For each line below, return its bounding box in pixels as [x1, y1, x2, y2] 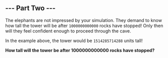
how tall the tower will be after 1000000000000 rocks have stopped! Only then [5, 22, 163, 28]
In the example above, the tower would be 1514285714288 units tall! [5, 37, 143, 43]
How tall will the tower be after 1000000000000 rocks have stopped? [5, 47, 155, 53]
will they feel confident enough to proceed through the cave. [5, 27, 131, 34]
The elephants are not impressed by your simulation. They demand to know [5, 17, 162, 23]
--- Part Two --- [5, 4, 56, 12]
